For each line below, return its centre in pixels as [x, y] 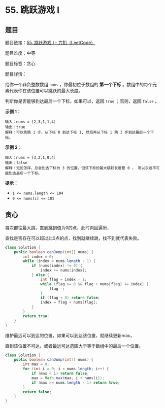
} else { [40, 275]
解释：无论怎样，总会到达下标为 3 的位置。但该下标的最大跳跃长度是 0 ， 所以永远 [79, 168]
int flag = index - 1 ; [64, 279]
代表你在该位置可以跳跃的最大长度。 [46, 91]
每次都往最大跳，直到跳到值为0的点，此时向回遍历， [58, 228]
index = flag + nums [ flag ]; [69, 303]
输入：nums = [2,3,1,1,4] [31, 122]
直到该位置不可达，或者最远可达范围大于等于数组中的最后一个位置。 [74, 346]
